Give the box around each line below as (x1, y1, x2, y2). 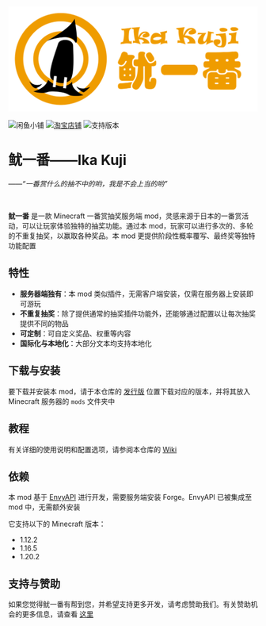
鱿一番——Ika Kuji (8, 152, 127, 169)
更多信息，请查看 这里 (21, 609, 93, 619)
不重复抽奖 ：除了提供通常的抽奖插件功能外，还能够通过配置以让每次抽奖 (19, 309, 256, 318)
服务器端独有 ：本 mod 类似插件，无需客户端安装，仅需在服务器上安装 (19, 289, 247, 298)
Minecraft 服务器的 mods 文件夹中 (8, 396, 116, 406)
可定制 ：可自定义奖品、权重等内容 (19, 328, 131, 338)
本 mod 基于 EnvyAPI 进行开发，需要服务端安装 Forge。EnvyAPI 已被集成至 (8, 493, 253, 502)
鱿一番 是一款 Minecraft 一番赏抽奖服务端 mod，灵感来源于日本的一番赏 (8, 211, 242, 221)
